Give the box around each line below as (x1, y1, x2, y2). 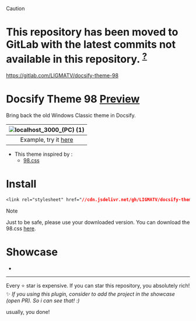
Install (6, 177, 37, 191)
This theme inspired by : (14, 151, 73, 158)
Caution (6, 5, 25, 12)
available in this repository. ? (6, 50, 148, 66)
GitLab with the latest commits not (6, 38, 176, 52)
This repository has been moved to (6, 26, 178, 39)
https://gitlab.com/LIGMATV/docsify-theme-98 (6, 72, 118, 79)
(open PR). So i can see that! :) (6, 297, 80, 304)
